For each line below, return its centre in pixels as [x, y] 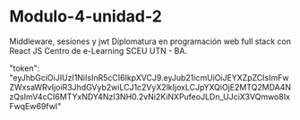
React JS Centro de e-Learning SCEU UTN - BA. [99, 50]
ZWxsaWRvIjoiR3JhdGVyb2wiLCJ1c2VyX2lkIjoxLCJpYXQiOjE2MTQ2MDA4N [150, 87]
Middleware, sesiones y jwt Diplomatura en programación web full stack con [150, 41]
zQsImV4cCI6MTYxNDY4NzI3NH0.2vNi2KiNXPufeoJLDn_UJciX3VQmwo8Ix [150, 97]
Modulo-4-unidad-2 [86, 17]
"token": [25, 68]
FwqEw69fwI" [35, 106]
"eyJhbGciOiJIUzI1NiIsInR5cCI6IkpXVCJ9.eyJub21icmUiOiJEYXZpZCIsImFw [149, 77]
